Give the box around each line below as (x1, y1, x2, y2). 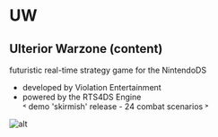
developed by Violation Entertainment (22, 82, 161, 92)
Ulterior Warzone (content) (9, 41, 163, 56)
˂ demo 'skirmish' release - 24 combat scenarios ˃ (22, 101, 209, 112)
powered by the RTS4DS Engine (22, 91, 142, 102)
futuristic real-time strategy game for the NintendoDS (9, 64, 207, 75)
